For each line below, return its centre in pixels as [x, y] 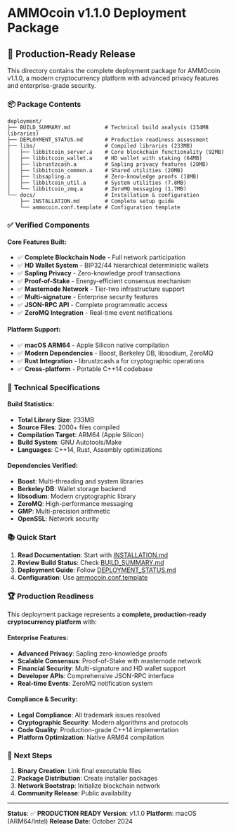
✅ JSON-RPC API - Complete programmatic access [93, 305]
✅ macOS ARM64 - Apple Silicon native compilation [93, 345]
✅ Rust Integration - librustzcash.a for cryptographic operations [111, 360]
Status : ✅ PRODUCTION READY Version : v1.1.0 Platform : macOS [102, 814]
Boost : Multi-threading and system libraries [80, 481]
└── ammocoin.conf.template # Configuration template [100, 208]
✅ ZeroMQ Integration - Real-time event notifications [95, 313]
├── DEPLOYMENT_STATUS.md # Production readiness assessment [108, 140]
